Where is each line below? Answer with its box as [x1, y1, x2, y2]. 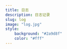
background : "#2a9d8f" [14, 31, 62, 36]
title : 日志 [5, 7, 29, 13]
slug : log [5, 17, 26, 22]
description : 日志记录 [5, 12, 50, 17]
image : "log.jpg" [5, 21, 42, 27]
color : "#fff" [14, 36, 44, 41]
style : [5, 27, 19, 32]
